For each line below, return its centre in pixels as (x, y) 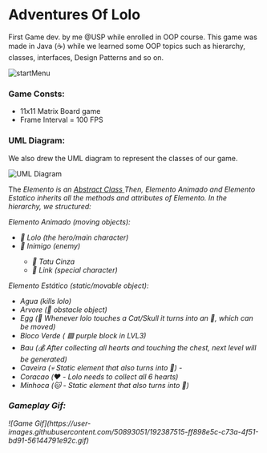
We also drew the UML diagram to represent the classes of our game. (123, 158)
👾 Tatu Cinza (53, 261)
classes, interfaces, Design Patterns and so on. (86, 57)
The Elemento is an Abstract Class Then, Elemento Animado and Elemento (132, 189)
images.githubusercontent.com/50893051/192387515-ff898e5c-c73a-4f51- (133, 431)
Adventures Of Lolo (75, 15)
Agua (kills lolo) (46, 301)
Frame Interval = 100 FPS (61, 120)
